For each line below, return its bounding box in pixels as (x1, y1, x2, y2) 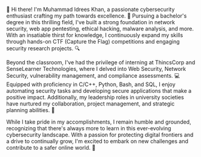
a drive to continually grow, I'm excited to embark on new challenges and (6, 138, 189, 145)
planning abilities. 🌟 (6, 107, 55, 113)
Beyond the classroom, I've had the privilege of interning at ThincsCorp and (6, 59, 196, 66)
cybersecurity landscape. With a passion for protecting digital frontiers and (6, 131, 194, 138)
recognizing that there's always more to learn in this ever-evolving (6, 125, 171, 132)
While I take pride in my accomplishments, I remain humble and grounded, (6, 118, 192, 125)
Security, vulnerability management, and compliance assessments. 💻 (6, 72, 180, 79)
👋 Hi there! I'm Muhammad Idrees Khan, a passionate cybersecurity (6, 6, 175, 13)
